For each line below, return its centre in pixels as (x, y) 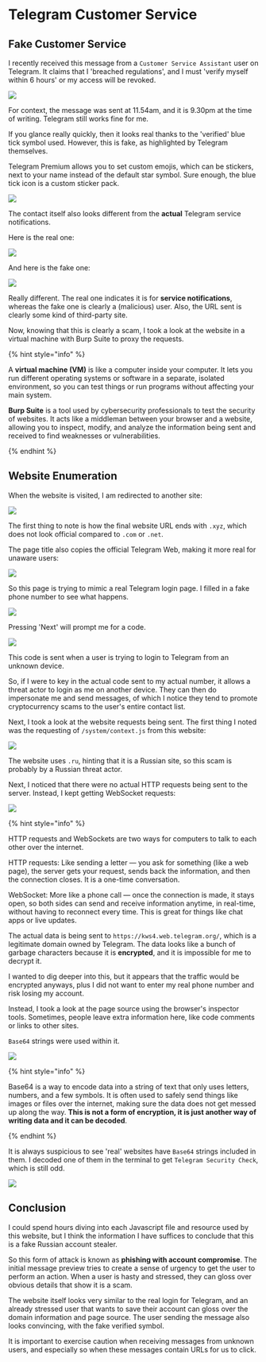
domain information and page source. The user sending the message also (129, 1317)
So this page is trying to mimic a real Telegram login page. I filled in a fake (129, 588)
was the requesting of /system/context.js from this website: (107, 730)
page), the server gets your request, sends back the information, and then (129, 871)
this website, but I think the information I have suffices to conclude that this (131, 1236)
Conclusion (37, 1208)
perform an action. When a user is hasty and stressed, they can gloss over (130, 1276)
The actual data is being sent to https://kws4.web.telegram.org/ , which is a (132, 935)
